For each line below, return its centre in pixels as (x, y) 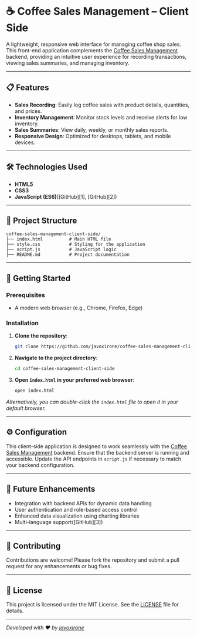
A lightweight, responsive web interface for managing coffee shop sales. (94, 44)
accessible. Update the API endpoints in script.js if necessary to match (94, 459)
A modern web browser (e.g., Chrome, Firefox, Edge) (79, 308)
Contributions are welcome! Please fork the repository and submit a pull (93, 560)
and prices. (28, 111)
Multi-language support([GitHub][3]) (59, 522)
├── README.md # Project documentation (68, 255)
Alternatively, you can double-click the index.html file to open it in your (92, 402)
